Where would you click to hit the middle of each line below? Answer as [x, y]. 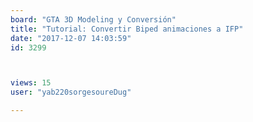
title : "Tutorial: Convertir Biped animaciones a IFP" [127, 29]
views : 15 [31, 83]
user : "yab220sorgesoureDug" [71, 92]
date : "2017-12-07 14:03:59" [71, 38]
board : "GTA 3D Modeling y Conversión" [93, 19]
